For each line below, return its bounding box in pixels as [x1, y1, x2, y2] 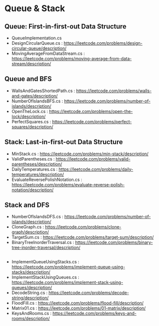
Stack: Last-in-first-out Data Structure [4, 138, 123, 146]
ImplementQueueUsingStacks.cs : [11, 259, 79, 264]
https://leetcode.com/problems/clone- [45, 224, 122, 230]
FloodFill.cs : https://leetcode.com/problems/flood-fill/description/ [11, 300, 144, 306]
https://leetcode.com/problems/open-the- [49, 108, 133, 114]
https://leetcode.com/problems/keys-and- [52, 310, 137, 316]
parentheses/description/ [11, 161, 62, 167]
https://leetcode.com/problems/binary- [75, 240, 153, 245]
